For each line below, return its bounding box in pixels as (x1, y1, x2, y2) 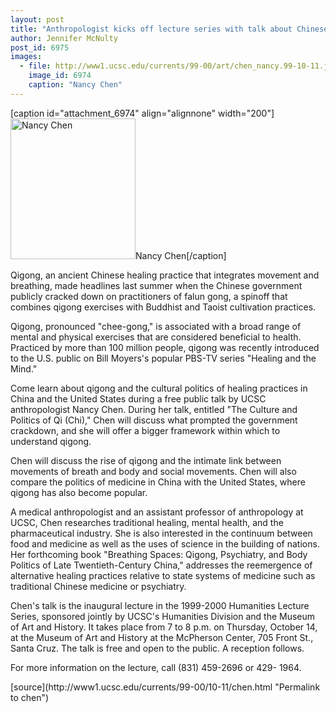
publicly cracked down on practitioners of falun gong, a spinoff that (10, 290, 288, 302)
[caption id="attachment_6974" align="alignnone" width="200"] (10, 107, 275, 119)
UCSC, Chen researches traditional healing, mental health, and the (10, 516, 284, 528)
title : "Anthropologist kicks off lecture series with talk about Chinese (10, 24, 329, 34)
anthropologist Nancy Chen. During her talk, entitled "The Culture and (10, 403, 298, 415)
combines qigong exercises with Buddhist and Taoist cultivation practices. (10, 301, 317, 313)
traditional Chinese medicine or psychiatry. (10, 580, 187, 592)
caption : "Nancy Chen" (28, 80, 123, 90)
